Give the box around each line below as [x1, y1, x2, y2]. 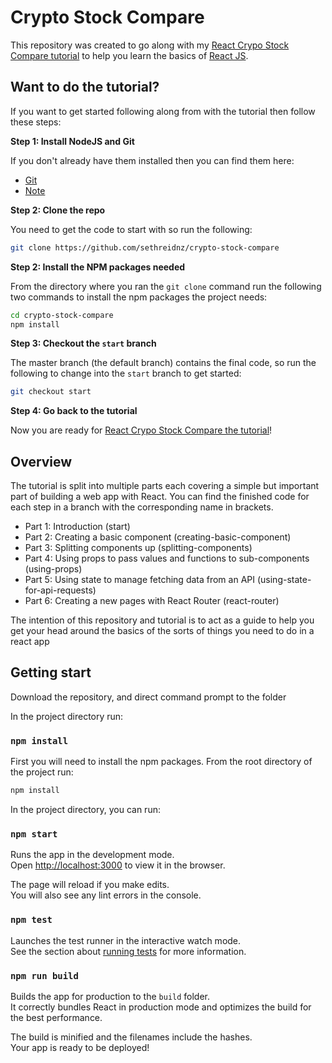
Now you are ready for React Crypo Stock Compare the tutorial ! [10, 424, 273, 436]
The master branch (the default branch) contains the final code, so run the [10, 357, 317, 369]
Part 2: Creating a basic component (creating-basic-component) [24, 531, 292, 543]
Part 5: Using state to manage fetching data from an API [24, 574, 256, 586]
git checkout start [10, 387, 92, 397]
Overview [10, 453, 73, 470]
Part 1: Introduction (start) [24, 521, 131, 533]
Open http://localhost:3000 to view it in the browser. [10, 859, 226, 871]
